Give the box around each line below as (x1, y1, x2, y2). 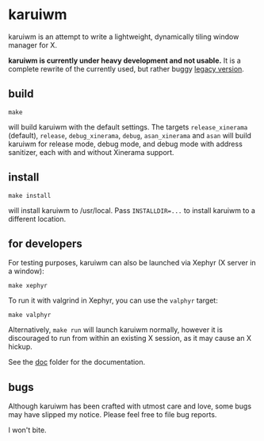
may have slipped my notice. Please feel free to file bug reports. (8, 410, 217, 420)
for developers (8, 237, 83, 250)
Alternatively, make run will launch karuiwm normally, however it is (8, 325, 224, 335)
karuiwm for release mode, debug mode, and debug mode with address (8, 139, 243, 149)
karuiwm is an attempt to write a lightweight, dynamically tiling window (8, 32, 239, 41)
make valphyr (8, 311, 52, 319)
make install (8, 191, 52, 199)
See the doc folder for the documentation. (8, 358, 146, 367)
